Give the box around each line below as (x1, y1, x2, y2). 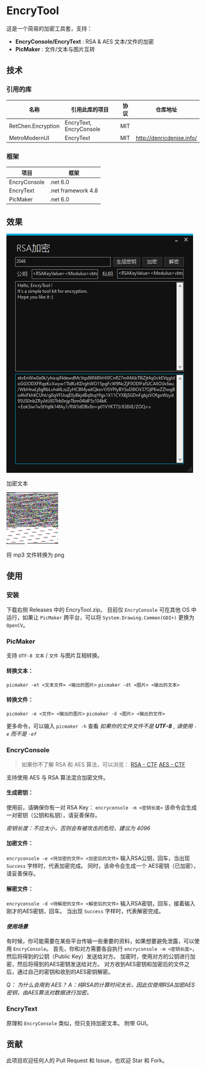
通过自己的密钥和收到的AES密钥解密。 (17, 968, 114, 975)
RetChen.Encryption (9, 122, 60, 130)
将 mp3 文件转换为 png (6, 551, 64, 558)
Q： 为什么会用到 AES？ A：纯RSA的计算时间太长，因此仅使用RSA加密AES (6, 981, 195, 989)
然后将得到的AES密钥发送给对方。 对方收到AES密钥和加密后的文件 (17, 961, 185, 968)
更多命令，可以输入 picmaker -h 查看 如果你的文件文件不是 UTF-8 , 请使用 (6, 722, 193, 730)
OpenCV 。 (6, 621, 29, 628)
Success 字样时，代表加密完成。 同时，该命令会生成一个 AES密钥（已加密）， (6, 862, 199, 870)
